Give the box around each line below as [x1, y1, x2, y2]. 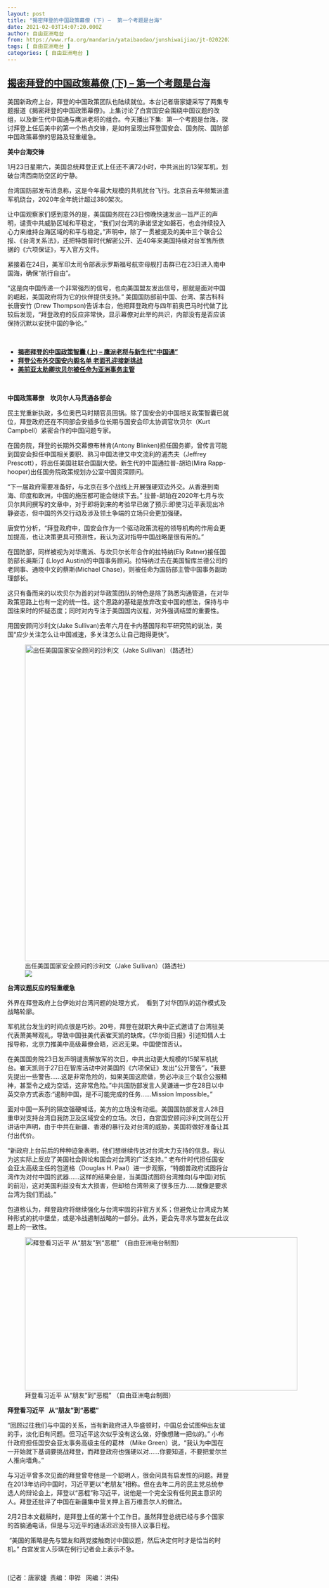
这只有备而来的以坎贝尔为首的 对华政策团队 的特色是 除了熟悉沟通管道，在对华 [7, 589, 229, 597]
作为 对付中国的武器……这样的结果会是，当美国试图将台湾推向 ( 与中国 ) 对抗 [13, 1172, 226, 1181]
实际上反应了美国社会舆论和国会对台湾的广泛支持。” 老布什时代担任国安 [19, 1155, 225, 1163]
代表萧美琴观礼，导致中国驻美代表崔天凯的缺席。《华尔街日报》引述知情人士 [7, 1031, 226, 1039]
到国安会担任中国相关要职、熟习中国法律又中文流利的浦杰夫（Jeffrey [7, 449, 207, 458]
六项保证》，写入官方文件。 [25, 245, 103, 253]
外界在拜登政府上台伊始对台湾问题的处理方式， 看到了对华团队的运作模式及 [7, 998, 226, 1006]
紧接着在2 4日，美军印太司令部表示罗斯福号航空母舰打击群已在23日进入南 [7, 260, 220, 268]
